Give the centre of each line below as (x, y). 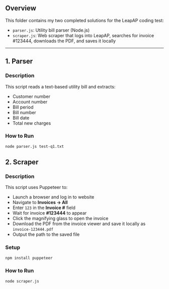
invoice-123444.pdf (33, 230)
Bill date (21, 118)
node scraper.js (22, 281)
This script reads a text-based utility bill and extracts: (60, 86)
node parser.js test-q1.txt (35, 146)
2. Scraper (22, 162)
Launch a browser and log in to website (53, 197)
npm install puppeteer (29, 258)
